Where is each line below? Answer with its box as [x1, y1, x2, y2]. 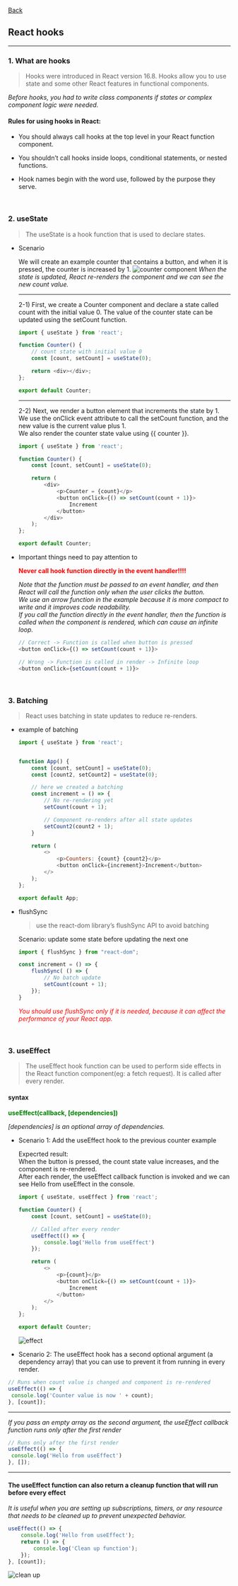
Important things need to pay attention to [18, 553, 138, 562]
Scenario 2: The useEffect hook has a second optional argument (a [18, 1350, 213, 1359]
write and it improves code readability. [18, 603, 131, 611]
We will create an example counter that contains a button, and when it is [18, 257, 228, 266]
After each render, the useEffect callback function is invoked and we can [18, 1172, 230, 1181]
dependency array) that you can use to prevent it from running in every [18, 1358, 225, 1366]
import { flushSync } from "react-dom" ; [18, 948, 139, 956]
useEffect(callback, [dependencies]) [8, 1109, 119, 1117]
